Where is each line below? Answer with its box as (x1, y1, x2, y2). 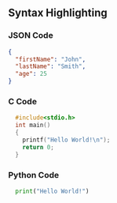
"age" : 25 (15, 70, 47, 78)
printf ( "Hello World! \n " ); (22, 136, 111, 144)
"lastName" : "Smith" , (15, 62, 86, 70)
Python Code (8, 169, 60, 180)
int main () (15, 122, 51, 130)
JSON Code (8, 30, 53, 41)
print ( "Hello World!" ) (15, 187, 90, 195)
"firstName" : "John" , (15, 55, 86, 63)
